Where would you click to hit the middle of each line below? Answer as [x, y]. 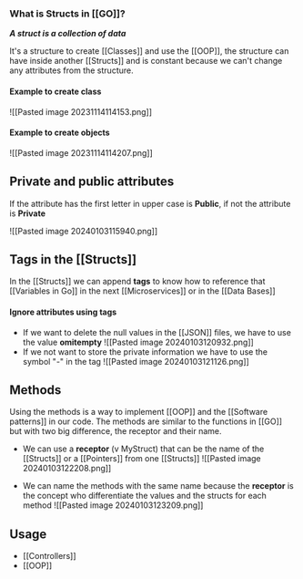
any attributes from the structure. [71, 70]
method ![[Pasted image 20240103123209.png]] [113, 505]
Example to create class [56, 91]
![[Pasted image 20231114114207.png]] [81, 152]
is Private [28, 213]
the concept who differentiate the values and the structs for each [144, 496]
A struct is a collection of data [68, 34]
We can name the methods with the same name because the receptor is [158, 486]
